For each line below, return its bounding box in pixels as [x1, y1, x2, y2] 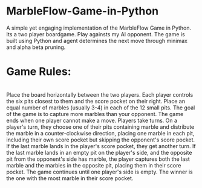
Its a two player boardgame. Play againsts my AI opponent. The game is [6, 30, 186, 37]
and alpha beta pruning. [6, 44, 66, 51]
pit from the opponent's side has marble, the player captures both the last [6, 155, 191, 163]
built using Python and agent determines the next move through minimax [6, 37, 188, 44]
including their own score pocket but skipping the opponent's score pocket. [6, 136, 195, 143]
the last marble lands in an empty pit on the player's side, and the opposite [6, 149, 192, 156]
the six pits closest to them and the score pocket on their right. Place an [6, 97, 186, 105]
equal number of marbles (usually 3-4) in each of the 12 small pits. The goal [6, 104, 195, 111]
